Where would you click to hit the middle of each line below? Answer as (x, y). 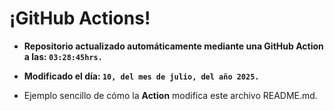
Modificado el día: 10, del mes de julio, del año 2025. (141, 76)
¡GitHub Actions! (80, 18)
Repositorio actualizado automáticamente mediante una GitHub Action (173, 46)
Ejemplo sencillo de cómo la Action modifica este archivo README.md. (170, 95)
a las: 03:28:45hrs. (63, 56)
